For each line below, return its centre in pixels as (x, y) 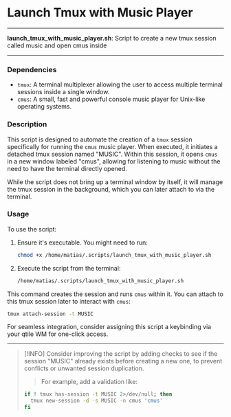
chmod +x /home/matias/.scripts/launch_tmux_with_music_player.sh (114, 255)
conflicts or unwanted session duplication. (84, 368)
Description (27, 124)
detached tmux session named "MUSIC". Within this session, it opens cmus (112, 154)
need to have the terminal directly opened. (67, 168)
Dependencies (32, 69)
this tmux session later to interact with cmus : (69, 301)
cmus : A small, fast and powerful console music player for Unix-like (111, 99)
